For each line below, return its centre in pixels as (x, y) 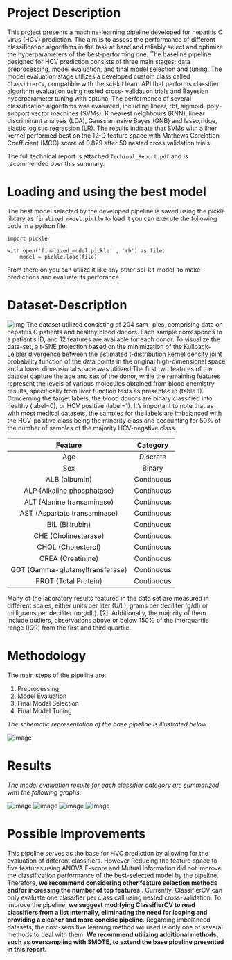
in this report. (27, 949)
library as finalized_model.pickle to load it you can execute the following (112, 218)
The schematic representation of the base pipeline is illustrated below (107, 724)
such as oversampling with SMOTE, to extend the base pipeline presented (116, 942)
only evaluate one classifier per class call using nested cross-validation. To (114, 897)
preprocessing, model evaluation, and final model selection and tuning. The (115, 69)
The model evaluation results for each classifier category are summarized (113, 785)
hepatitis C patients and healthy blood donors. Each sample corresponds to (115, 332)
